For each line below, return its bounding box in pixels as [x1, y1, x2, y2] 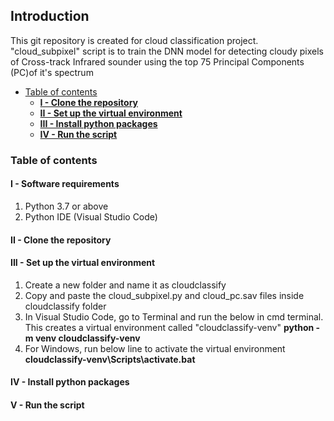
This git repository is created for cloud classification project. [10, 34, 259, 46]
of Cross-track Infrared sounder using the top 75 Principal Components [10, 55, 305, 68]
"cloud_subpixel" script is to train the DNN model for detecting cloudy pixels [10, 45, 324, 57]
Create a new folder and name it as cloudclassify [24, 279, 227, 291]
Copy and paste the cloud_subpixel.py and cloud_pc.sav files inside [24, 289, 305, 301]
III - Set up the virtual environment [10, 257, 156, 269]
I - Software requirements [10, 178, 120, 190]
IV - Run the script [39, 128, 118, 140]
